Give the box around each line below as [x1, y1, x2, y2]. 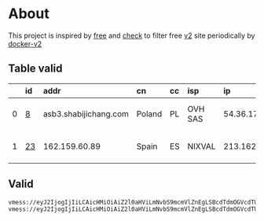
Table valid [8, 62, 63, 76]
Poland [136, 108, 163, 119]
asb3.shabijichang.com [42, 108, 130, 119]
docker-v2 [8, 39, 42, 48]
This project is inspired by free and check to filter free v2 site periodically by [8, 31, 255, 40]
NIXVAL [187, 141, 216, 152]
